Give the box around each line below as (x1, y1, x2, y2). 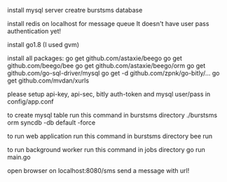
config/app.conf (7, 97, 54, 106)
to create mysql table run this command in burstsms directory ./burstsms (7, 111, 218, 119)
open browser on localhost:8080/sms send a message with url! (7, 167, 190, 174)
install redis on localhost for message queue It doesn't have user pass (7, 20, 209, 27)
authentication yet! (7, 27, 62, 35)
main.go (7, 153, 31, 161)
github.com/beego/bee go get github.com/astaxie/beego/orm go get (7, 62, 206, 69)
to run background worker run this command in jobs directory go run (7, 146, 205, 153)
